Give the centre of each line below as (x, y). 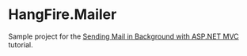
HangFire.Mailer (63, 15)
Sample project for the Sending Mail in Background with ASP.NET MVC (123, 36)
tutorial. (21, 44)
